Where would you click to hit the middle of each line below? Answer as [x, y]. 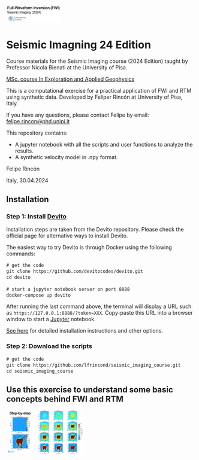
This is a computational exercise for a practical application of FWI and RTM [99, 91]
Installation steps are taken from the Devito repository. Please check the [95, 230]
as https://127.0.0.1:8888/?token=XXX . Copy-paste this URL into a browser [99, 313]
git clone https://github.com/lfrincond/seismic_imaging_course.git [94, 365]
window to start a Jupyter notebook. [51, 319]
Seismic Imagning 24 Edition [79, 45]
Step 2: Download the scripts [49, 346]
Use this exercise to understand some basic [90, 390]
